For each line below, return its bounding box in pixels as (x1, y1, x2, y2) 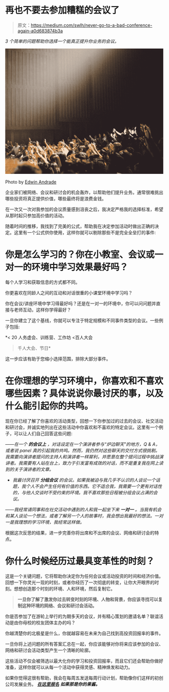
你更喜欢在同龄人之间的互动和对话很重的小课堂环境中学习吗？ (5, 290, 133, 296)
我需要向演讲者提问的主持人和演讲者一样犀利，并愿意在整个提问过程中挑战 (5, 453, 159, 460)
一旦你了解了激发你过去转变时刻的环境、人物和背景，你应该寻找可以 (17, 596, 158, 602)
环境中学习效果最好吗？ (32, 262, 129, 273)
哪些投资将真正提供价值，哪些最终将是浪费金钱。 (5, 195, 106, 202)
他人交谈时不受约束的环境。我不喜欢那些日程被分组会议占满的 (26, 489, 153, 496)
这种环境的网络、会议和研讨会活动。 (22, 603, 97, 609)
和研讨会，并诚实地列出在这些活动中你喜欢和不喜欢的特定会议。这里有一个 (5, 424, 159, 430)
